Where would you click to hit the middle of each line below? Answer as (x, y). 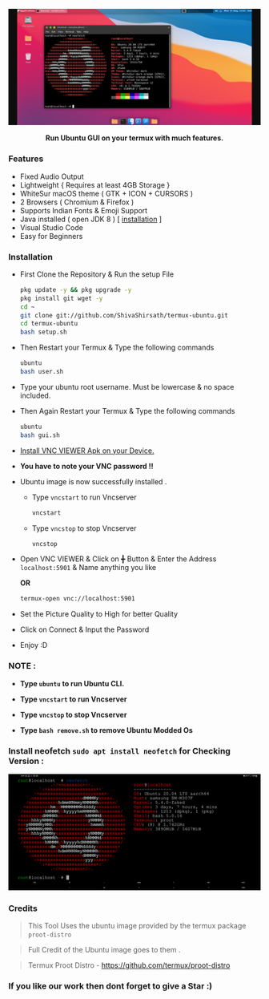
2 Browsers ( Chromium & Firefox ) (77, 202)
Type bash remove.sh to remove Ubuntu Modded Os (106, 730)
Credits (23, 908)
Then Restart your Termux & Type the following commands (117, 348)
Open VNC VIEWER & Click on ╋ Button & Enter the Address (118, 559)
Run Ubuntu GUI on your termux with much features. (134, 138)
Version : (26, 761)
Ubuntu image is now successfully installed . (93, 481)
